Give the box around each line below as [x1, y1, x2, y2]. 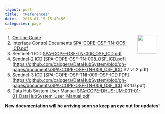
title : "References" [5, 12, 50, 17]
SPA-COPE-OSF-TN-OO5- [73, 40, 128, 46]
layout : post [5, 7, 32, 12]
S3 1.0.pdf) [123, 83, 146, 89]
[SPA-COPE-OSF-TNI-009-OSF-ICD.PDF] [43, 72, 129, 78]
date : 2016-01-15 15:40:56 [5, 16, 66, 21]
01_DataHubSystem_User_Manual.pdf [12, 93, 90, 99]
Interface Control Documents [12, 40, 72, 46]
